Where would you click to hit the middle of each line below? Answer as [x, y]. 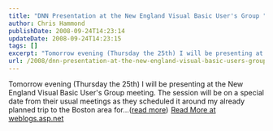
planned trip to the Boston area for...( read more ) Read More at [112, 109]
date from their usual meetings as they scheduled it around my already [127, 101]
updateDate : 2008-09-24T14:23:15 [65, 38]
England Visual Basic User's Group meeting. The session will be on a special [136, 92]
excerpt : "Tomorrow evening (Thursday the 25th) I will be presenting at [136, 53]
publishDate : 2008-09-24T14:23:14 [67, 31]
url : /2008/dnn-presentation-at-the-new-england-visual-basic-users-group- [139, 61]
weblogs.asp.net [36, 118]
